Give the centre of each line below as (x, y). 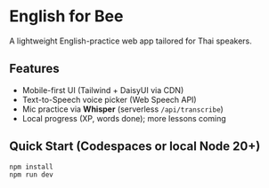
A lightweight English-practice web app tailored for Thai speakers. (130, 41)
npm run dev (31, 175)
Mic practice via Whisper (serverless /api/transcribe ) (123, 109)
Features (34, 69)
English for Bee (66, 16)
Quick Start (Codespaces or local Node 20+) (135, 147)
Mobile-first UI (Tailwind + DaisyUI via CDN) (103, 90)
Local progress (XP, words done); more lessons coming (124, 118)
